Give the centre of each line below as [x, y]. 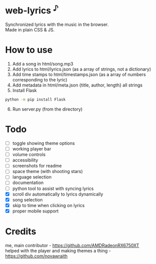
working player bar [32, 149]
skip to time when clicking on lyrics [48, 205]
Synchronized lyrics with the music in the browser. [57, 24]
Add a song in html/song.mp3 [43, 64]
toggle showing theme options [44, 143]
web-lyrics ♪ [32, 10]
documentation [28, 182]
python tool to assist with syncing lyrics [53, 188]
